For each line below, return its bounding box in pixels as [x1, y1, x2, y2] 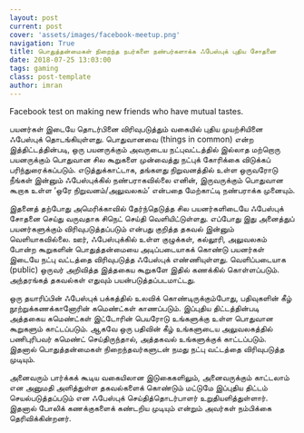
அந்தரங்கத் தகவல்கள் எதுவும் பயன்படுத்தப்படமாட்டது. [9, 274, 196, 285]
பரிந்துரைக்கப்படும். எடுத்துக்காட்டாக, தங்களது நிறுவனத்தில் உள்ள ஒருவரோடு [9, 164, 279, 175]
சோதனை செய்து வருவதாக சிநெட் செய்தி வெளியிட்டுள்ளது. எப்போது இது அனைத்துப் [9, 212, 295, 223]
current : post [9, 22, 64, 31]
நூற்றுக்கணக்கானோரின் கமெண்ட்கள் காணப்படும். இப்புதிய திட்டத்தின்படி [9, 302, 260, 313]
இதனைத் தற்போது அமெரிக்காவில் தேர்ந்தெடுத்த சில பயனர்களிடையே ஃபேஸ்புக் [9, 202, 284, 213]
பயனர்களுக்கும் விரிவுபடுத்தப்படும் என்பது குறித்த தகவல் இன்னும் [9, 223, 234, 234]
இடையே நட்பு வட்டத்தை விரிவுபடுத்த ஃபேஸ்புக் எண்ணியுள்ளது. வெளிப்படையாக [9, 253, 287, 264]
